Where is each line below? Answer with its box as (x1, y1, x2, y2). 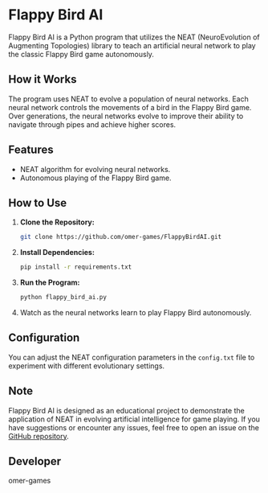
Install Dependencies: (19, 248, 95, 257)
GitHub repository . (8, 431, 70, 441)
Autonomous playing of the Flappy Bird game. (19, 173, 172, 183)
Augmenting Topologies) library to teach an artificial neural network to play (8, 40, 256, 50)
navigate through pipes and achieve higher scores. (8, 119, 177, 129)
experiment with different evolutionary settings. (8, 360, 165, 371)
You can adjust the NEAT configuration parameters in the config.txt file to (8, 352, 255, 362)
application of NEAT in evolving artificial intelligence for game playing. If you (8, 414, 261, 424)
